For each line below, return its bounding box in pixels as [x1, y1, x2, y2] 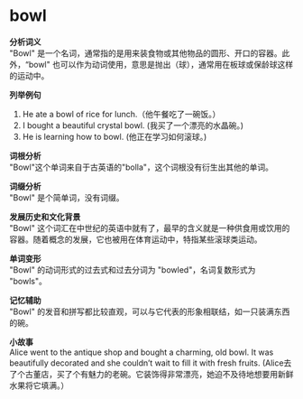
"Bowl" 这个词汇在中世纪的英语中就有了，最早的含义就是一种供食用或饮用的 [9, 222, 290, 233]
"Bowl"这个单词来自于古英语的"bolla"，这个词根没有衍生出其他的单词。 [9, 162, 273, 172]
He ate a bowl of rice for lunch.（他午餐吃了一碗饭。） [22, 108, 221, 119]
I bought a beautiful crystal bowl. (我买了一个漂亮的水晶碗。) [22, 119, 244, 131]
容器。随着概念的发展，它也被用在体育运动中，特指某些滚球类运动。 [9, 234, 262, 245]
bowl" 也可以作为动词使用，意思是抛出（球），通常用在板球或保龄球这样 [28, 59, 294, 70]
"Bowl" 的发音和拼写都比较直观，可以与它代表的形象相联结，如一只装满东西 [9, 306, 290, 317]
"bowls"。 [9, 275, 47, 286]
